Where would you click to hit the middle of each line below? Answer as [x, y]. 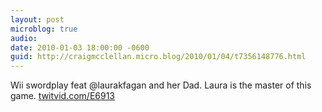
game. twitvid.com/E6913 [63, 96]
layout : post [37, 19]
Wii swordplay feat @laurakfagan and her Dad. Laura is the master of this [161, 85]
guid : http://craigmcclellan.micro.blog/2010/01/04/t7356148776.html [158, 57]
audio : [24, 38]
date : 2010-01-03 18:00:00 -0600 [80, 47]
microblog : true [44, 29]
